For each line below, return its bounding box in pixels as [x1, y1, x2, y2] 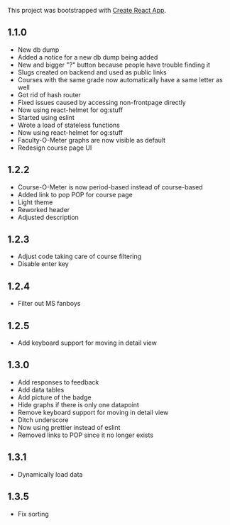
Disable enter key [17, 260, 69, 268]
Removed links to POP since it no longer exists [17, 431, 154, 439]
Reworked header [17, 205, 70, 214]
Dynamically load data [17, 470, 83, 478]
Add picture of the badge [17, 393, 92, 402]
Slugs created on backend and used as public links [17, 67, 167, 77]
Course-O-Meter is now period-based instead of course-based [17, 182, 204, 191]
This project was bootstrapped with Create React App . [7, 6, 167, 14]
